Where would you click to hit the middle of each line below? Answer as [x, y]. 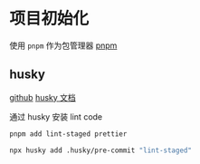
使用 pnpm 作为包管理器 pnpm [63, 45]
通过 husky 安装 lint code [56, 116]
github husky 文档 [43, 97]
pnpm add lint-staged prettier [68, 134]
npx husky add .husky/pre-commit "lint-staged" [101, 150]
